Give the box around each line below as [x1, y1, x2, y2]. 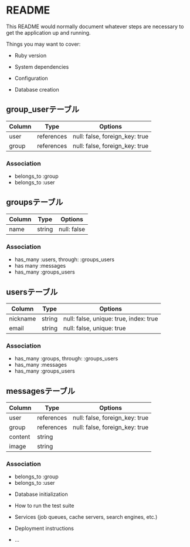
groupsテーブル [6, 197, 63, 207]
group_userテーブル [6, 104, 80, 114]
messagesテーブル [6, 386, 75, 396]
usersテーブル [6, 287, 58, 297]
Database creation [14, 86, 60, 93]
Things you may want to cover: [6, 40, 81, 48]
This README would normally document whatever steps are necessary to [6, 23, 184, 30]
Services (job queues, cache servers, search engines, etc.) [14, 514, 158, 521]
